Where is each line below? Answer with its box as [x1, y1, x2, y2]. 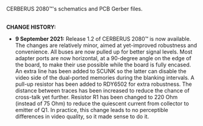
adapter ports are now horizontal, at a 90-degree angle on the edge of [15, 55, 191, 61]
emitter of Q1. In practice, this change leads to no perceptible [15, 107, 168, 113]
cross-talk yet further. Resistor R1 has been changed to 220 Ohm [15, 94, 178, 100]
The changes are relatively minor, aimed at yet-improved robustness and [15, 42, 198, 49]
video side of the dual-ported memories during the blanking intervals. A [15, 74, 194, 81]
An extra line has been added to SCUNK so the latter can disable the [15, 68, 187, 75]
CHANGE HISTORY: [6, 24, 57, 30]
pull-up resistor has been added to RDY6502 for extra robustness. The [15, 80, 193, 88]
